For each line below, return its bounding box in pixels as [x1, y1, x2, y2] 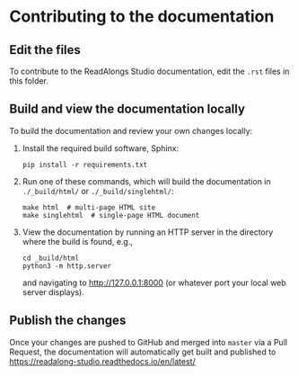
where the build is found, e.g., [22, 236, 133, 246]
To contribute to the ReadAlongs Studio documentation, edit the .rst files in [9, 66, 290, 76]
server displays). [22, 286, 85, 298]
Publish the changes [9, 313, 127, 328]
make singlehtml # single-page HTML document [22, 210, 200, 219]
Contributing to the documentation [9, 6, 275, 27]
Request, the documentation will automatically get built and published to [9, 346, 276, 357]
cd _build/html [22, 254, 80, 263]
